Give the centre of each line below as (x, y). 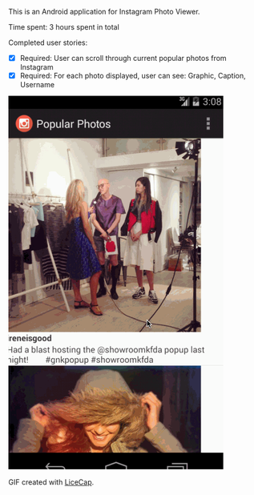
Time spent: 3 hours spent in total (64, 27)
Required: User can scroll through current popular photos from (123, 58)
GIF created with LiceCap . (51, 482)
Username (37, 85)
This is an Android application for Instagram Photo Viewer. (104, 12)
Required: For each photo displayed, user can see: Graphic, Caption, (133, 76)
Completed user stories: (48, 42)
